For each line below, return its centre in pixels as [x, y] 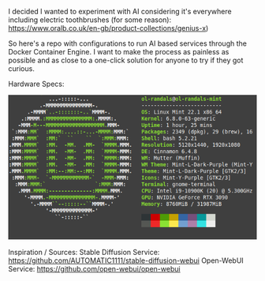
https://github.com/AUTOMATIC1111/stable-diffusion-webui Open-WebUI [126, 260]
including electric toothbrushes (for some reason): [90, 20]
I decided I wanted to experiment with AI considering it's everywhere [120, 11]
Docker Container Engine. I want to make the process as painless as [119, 52]
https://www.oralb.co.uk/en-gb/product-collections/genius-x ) [108, 28]
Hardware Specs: [36, 84]
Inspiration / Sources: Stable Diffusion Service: [84, 252]
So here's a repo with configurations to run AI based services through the [127, 43]
